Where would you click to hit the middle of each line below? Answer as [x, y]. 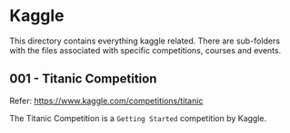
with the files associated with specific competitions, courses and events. [145, 50]
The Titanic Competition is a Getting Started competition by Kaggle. [138, 118]
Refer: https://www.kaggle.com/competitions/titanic [106, 100]
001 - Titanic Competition [83, 79]
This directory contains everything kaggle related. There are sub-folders [145, 41]
